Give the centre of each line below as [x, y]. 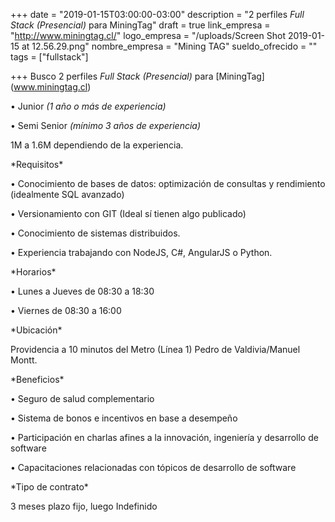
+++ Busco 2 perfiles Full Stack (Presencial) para [112, 76]
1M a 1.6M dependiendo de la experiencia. [97, 145]
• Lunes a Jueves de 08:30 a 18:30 [82, 291]
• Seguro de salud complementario [82, 398]
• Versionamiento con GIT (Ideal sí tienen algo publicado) [128, 213]
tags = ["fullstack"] [49, 57]
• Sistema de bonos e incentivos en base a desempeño [124, 418]
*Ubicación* [36, 330]
